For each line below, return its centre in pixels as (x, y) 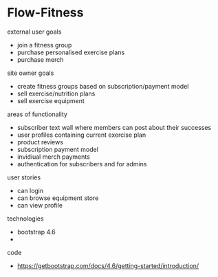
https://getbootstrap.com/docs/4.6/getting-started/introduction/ (108, 265)
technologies (25, 219)
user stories (24, 177)
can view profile (40, 205)
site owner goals (31, 73)
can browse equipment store (58, 198)
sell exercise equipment (51, 100)
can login (30, 190)
